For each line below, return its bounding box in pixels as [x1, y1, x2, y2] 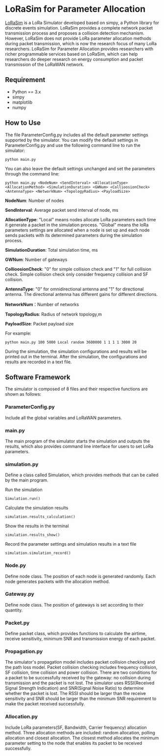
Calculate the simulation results [5, 505, 69, 511]
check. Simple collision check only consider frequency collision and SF [5, 271, 148, 277]
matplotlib [12, 99, 33, 105]
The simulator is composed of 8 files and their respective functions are [5, 386, 148, 392]
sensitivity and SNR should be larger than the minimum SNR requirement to [5, 696, 157, 701]
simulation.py [5, 461, 39, 467]
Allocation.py [5, 713, 38, 720]
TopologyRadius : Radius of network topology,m [5, 311, 102, 317]
